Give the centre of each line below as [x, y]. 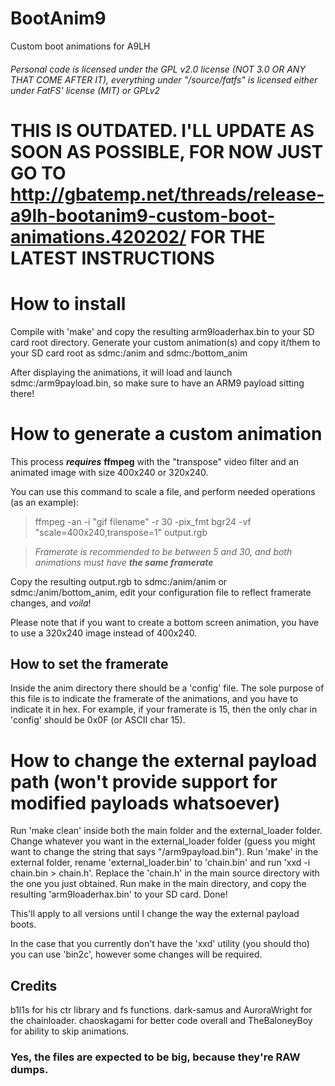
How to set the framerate [89, 663]
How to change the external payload [164, 760]
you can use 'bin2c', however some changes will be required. [136, 954]
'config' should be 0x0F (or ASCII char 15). [98, 720]
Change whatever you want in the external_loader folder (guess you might [163, 841]
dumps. [29, 1070]
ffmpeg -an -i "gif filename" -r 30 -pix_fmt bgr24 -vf [143, 521]
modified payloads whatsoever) [145, 803]
